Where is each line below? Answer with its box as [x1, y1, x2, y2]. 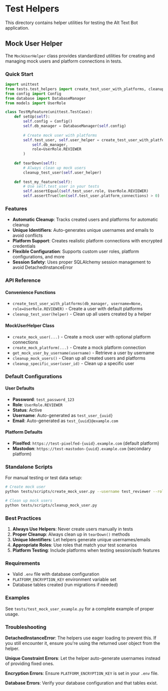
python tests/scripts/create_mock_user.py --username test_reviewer [5, 489, 151, 494]
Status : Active [12, 407, 42, 413]
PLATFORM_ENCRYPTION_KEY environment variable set [12, 576, 116, 582]
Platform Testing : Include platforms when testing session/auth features [12, 547, 160, 553]
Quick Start [5, 71, 33, 78]
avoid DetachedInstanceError [12, 264, 73, 270]
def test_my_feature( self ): [14, 179, 72, 184]
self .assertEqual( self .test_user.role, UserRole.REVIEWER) [23, 189, 149, 194]
